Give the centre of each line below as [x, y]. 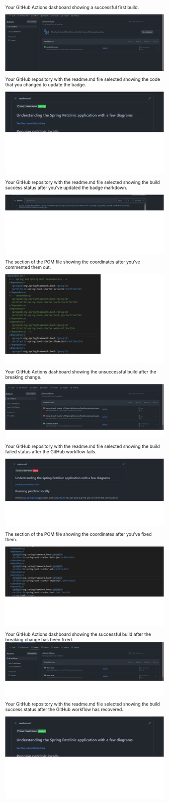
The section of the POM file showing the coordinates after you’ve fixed [78, 534]
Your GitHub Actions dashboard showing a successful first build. [72, 7]
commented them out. [28, 267]
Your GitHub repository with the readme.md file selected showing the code [83, 79]
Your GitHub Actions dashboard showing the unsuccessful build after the [81, 372]
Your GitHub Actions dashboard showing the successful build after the [78, 634]
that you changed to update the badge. [46, 85]
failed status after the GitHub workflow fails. [51, 452]
